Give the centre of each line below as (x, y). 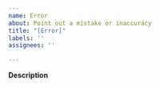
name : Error (28, 16)
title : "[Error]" (37, 30)
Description (28, 75)
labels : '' (26, 38)
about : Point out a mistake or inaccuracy (80, 23)
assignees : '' (32, 46)
